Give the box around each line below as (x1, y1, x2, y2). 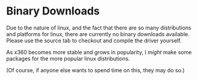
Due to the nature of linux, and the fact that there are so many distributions (6, 24, 191, 31)
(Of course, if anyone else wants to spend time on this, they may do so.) (6, 66, 185, 73)
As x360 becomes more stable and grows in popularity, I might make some (6, 48, 192, 55)
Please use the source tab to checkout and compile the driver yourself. (6, 37, 182, 44)
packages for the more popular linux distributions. (6, 55, 131, 62)
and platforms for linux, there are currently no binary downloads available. (6, 30, 190, 37)
